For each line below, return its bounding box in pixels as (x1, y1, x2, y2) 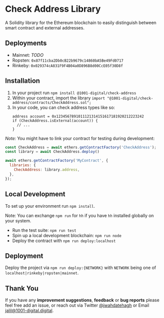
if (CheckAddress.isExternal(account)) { (12, 118, 98, 123)
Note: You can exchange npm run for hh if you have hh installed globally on (5, 212, 154, 219)
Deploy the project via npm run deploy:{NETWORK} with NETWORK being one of (5, 265, 156, 270)
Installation (5, 77, 40, 85)
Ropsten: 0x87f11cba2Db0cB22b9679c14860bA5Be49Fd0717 (12, 57, 124, 63)
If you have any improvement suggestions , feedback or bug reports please (5, 297, 160, 303)
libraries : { (9, 163, 36, 168)
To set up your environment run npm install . (5, 203, 95, 209)
